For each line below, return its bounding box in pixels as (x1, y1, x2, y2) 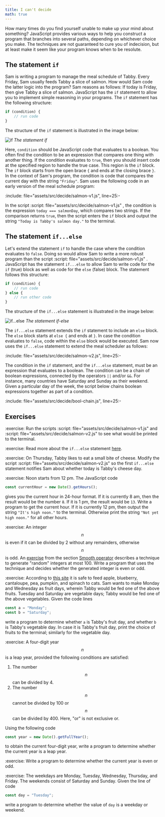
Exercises (5, 412, 36, 421)
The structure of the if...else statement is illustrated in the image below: (5, 309, 155, 315)
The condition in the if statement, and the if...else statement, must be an (5, 362, 158, 368)
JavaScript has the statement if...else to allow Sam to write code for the (5, 261, 155, 267)
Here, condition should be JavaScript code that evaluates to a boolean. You (5, 146, 159, 152)
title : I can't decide (5, 7, 52, 12)
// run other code (14, 295, 52, 300)
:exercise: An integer (5, 524, 47, 530)
